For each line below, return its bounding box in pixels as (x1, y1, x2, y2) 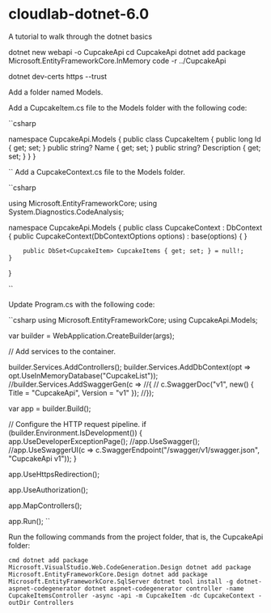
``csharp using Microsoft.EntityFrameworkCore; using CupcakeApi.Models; (8, 315, 258, 324)
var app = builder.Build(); (8, 404, 91, 413)
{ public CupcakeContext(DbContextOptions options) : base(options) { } (8, 231, 248, 241)
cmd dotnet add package (8, 556, 89, 564)
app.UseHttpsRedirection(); (8, 469, 100, 479)
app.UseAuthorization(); (8, 484, 89, 494)
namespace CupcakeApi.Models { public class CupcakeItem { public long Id (8, 134, 261, 144)
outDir (8, 598, 31, 607)
